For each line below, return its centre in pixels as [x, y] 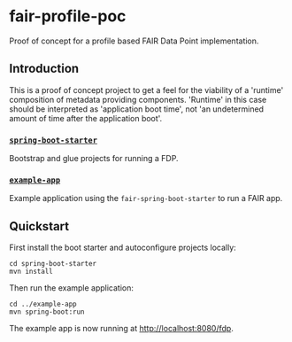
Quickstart [39, 226]
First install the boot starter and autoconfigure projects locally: [123, 248]
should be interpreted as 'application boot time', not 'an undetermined [136, 109]
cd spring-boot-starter [53, 264]
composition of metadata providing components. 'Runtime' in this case [138, 99]
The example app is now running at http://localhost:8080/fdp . [122, 329]
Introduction [44, 69]
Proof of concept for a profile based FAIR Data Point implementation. [134, 41]
